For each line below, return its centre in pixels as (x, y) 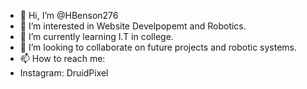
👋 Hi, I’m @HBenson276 (69, 15)
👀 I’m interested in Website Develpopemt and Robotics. (133, 26)
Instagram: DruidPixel (64, 73)
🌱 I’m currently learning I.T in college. (96, 36)
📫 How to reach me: (62, 58)
